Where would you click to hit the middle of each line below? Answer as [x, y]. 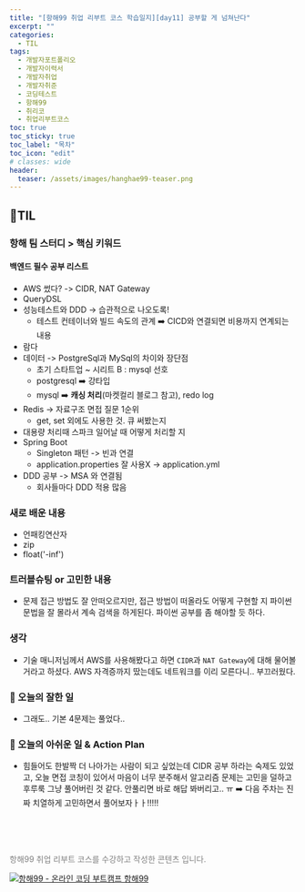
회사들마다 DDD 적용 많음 [81, 487]
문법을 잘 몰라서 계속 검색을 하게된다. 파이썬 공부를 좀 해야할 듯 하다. [144, 613]
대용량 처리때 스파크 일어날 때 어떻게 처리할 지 [104, 431]
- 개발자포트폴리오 [47, 60]
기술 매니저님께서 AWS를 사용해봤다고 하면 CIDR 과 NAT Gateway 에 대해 [147, 660]
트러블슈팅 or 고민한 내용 [61, 579]
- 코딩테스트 [37, 94]
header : [24, 170]
